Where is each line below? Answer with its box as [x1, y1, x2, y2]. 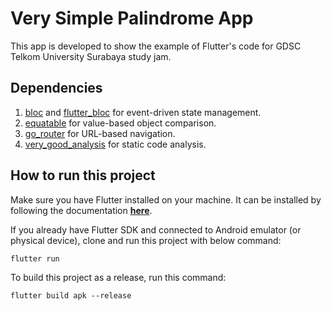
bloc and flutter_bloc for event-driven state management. [24, 106, 262, 118]
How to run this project [10, 167, 156, 184]
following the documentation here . [10, 204, 153, 216]
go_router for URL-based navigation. [24, 127, 176, 139]
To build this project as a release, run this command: [10, 271, 227, 283]
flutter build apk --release [10, 290, 132, 301]
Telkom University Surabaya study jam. [10, 50, 172, 62]
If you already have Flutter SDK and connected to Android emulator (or [10, 223, 302, 236]
